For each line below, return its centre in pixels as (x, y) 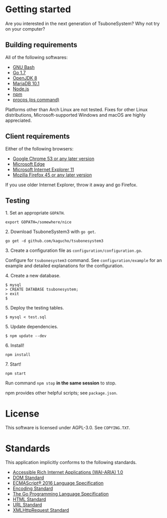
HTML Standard (29, 499)
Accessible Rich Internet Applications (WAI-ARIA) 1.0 (68, 472)
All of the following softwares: (36, 57)
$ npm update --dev (26, 336)
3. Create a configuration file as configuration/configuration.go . (74, 250)
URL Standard (27, 505)
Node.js (21, 89)
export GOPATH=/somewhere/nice (38, 222)
